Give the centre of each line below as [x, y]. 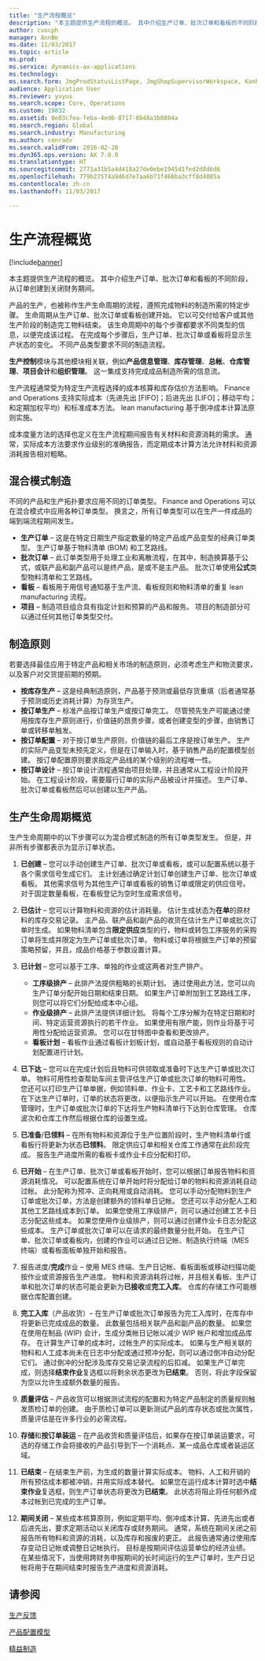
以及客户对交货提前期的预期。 [57, 674]
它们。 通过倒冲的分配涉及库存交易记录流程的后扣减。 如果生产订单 [129, 1362]
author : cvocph [34, 30]
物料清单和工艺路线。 [62, 577]
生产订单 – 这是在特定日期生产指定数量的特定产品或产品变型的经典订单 [134, 538]
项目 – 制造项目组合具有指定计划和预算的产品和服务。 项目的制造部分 [132, 607]
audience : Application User [55, 89]
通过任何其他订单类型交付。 [72, 616]
